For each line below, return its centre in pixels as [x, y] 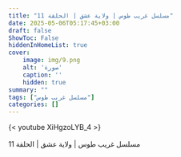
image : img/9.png [52, 61]
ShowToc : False [34, 38]
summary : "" [28, 90]
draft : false [30, 30]
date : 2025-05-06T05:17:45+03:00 [64, 23]
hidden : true [44, 82]
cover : [19, 53]
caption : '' [42, 75]
